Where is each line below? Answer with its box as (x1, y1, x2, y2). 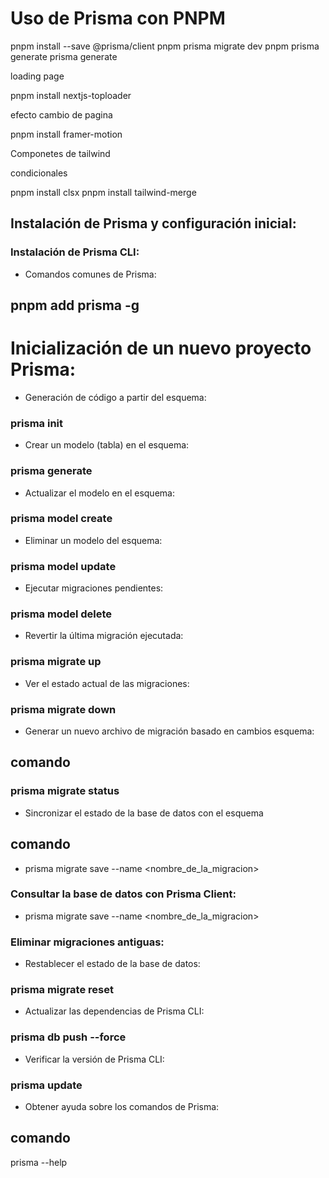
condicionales (10, 167, 68, 179)
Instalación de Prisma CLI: (10, 245, 140, 259)
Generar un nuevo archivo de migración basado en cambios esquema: (24, 725, 315, 737)
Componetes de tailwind (10, 147, 111, 159)
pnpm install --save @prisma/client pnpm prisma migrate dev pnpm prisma (10, 40, 320, 52)
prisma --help (10, 1156, 68, 1168)
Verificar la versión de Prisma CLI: (24, 1053, 165, 1065)
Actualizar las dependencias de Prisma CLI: (24, 1005, 205, 1017)
